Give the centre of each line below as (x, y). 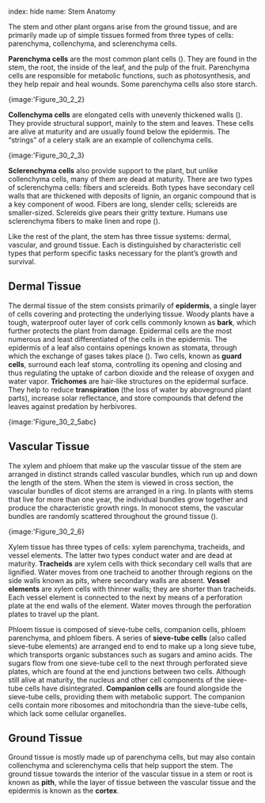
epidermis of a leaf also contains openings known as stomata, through (123, 347)
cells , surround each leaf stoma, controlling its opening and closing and (125, 364)
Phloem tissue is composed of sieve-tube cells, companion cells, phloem (127, 629)
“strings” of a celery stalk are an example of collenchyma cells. (111, 140)
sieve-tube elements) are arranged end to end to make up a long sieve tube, (132, 646)
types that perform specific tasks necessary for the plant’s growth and (123, 253)
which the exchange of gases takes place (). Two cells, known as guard (125, 356)
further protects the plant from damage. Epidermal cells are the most (120, 331)
